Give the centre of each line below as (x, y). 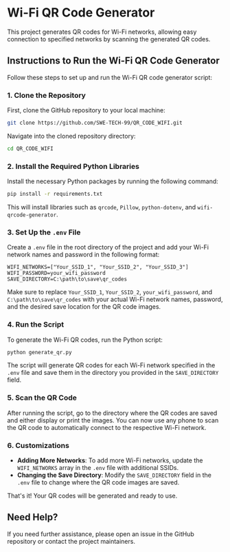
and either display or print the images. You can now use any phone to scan (113, 420)
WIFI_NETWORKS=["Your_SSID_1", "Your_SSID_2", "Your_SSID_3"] (98, 267)
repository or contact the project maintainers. (71, 541)
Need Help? (33, 517)
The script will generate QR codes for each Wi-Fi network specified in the (111, 365)
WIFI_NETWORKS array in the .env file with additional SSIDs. (98, 468)
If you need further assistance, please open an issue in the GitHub (101, 534)
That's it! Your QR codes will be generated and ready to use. (92, 496)
